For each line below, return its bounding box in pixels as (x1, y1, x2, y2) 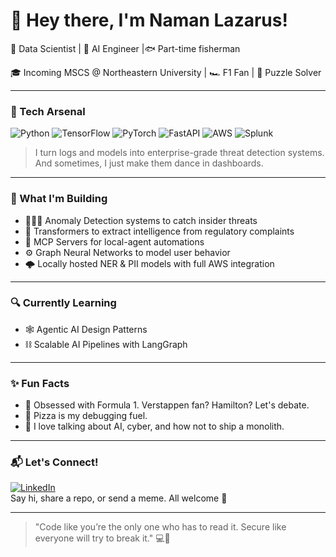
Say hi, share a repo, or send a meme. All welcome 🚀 (10, 492, 228, 504)
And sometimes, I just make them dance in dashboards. (34, 157, 264, 169)
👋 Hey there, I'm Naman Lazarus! (10, 9, 288, 32)
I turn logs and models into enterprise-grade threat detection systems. (34, 147, 325, 159)
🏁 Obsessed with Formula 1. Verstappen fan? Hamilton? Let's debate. (24, 399, 310, 411)
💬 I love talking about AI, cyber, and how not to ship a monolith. (24, 420, 285, 433)
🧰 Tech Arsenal (10, 104, 86, 118)
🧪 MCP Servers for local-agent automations (24, 235, 205, 248)
